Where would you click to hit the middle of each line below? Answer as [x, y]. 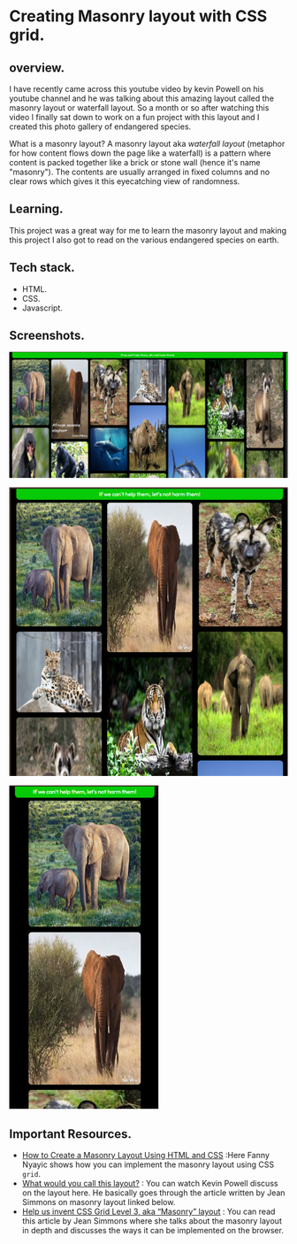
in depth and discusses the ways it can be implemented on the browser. [153, 1230]
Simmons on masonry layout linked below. [99, 1202]
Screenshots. [47, 336]
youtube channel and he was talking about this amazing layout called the [141, 98]
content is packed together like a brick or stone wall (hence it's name [135, 162]
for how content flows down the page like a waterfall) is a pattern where [140, 153]
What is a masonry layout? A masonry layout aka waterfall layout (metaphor [147, 144]
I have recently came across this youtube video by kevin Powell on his [137, 89]
